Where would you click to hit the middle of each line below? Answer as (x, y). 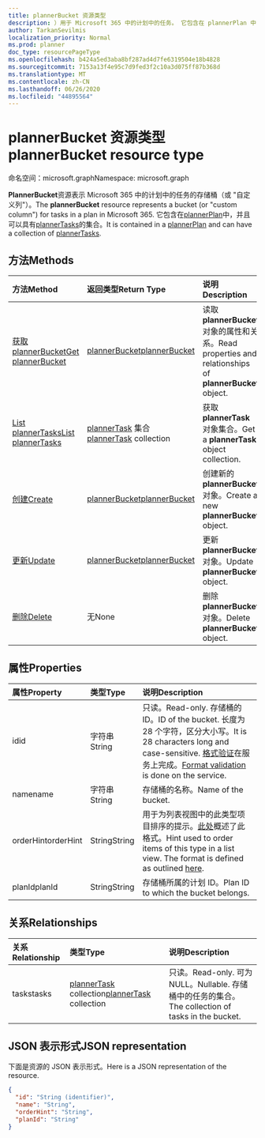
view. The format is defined (193, 858)
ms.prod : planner (37, 45)
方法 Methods (41, 260)
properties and (230, 354)
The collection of (200, 1006)
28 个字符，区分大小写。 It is (194, 731)
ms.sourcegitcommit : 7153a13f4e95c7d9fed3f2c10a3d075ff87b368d (114, 67)
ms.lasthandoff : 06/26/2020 (54, 89)
